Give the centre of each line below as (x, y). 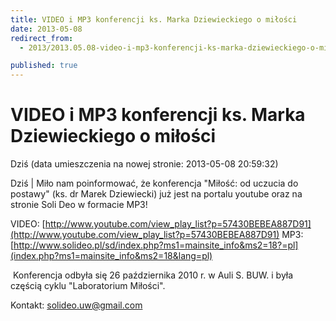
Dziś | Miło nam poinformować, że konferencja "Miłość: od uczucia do (154, 183)
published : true (44, 66)
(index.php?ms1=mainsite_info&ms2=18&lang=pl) (111, 256)
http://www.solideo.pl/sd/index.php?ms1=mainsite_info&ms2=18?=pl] (156, 245)
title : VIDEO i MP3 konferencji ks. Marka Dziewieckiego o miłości (154, 19)
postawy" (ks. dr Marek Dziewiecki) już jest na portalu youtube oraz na (156, 194)
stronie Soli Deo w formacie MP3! (79, 205)
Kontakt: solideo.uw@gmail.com (76, 305)
